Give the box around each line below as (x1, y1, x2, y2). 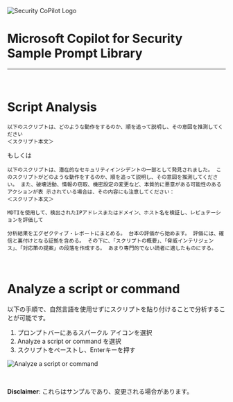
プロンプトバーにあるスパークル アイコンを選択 (17, 328, 153, 336)
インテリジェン (177, 237, 214, 244)
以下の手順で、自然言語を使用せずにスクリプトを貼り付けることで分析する (7, 305, 220, 313)
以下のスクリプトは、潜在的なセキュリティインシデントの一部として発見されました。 (7, 166, 214, 173)
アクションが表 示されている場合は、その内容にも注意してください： (7, 188, 175, 195)
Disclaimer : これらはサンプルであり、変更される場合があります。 (7, 387, 193, 395)
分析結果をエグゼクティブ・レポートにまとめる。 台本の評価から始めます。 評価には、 (7, 229, 220, 237)
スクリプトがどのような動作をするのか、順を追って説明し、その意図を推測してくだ (12, 173, 214, 180)
